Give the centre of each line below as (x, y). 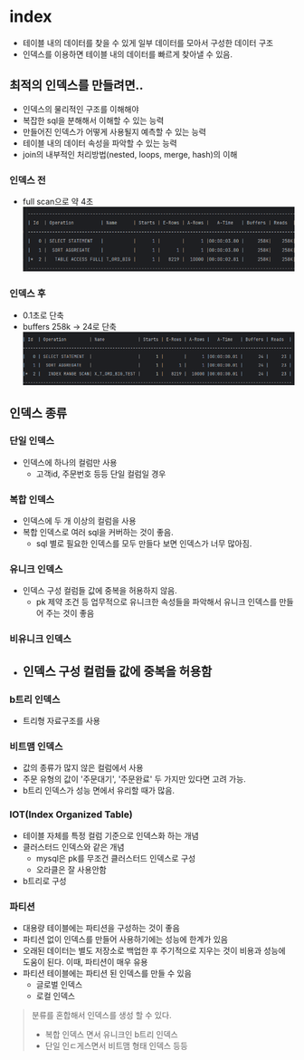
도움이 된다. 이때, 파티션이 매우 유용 (85, 961)
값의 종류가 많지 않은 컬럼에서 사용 (83, 768)
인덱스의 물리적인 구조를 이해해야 (81, 109)
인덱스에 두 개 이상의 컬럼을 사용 (79, 521)
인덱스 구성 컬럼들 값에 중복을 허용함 (117, 671)
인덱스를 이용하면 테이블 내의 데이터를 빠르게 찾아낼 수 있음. (128, 54)
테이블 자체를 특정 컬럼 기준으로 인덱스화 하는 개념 (110, 835)
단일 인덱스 (32, 441)
